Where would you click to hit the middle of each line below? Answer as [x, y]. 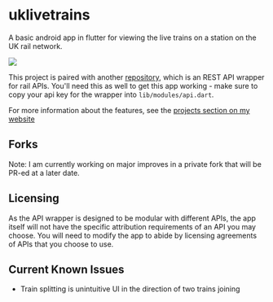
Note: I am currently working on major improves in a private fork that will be [135, 164]
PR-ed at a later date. [44, 173]
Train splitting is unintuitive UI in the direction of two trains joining [130, 289]
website [22, 119]
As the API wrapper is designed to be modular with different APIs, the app [132, 218]
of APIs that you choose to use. [61, 244]
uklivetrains [50, 15]
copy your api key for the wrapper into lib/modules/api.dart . [111, 94]
